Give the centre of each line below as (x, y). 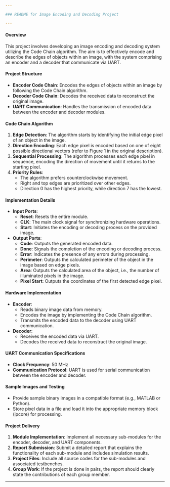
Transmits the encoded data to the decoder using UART (78, 320)
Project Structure (24, 74)
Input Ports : (25, 211)
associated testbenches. (38, 464)
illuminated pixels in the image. (52, 276)
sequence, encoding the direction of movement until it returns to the (84, 162)
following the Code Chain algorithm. (50, 91)
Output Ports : (27, 238)
